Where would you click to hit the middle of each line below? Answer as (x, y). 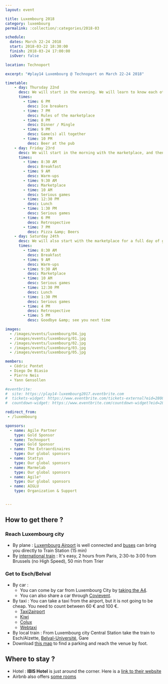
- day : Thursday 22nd (36, 88)
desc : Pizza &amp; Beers (53, 232)
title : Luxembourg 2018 (30, 19)
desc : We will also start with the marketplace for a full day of (89, 241)
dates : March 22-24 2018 (35, 42)
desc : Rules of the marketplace (61, 116)
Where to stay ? (30, 659)
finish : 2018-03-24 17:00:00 (40, 51)
